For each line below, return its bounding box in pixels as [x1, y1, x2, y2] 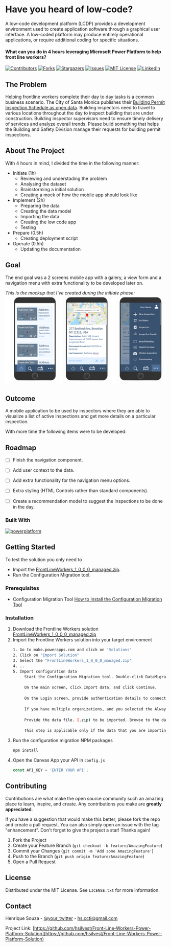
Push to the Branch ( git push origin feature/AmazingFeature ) [12, 853, 144, 859]
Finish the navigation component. [12, 457, 83, 463]
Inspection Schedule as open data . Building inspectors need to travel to [5, 104, 156, 110]
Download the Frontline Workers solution [12, 626, 99, 632]
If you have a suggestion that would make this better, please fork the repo [5, 816, 160, 822]
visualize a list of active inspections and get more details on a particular [5, 413, 156, 420]
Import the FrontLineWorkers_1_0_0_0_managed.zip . [12, 566, 121, 572]
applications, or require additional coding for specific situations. [5, 37, 139, 43]
